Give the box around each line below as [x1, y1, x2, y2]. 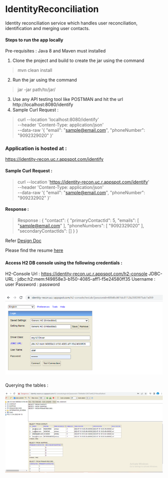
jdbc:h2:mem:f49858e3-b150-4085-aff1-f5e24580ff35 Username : [17, 276, 156, 282]
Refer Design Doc [5, 237, 41, 243]
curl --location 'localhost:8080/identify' [17, 116, 99, 123]
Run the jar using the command [12, 77, 77, 83]
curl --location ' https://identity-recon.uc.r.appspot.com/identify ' [17, 179, 149, 185]
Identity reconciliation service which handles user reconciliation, [5, 20, 138, 26]
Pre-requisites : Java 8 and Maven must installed [5, 48, 106, 54]
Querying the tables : [5, 382, 48, 388]
